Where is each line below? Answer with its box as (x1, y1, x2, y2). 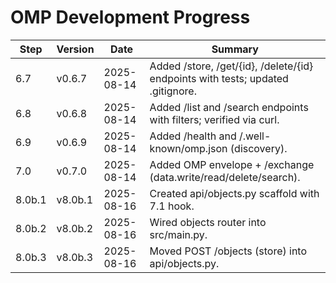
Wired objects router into (149, 215, 267, 229)
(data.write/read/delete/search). (149, 170, 301, 184)
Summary (211, 42, 259, 56)
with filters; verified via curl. (149, 112, 280, 126)
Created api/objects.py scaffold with (149, 186, 320, 200)
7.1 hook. (149, 199, 195, 213)
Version (56, 42, 95, 56)
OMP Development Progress (10, 6, 251, 29)
